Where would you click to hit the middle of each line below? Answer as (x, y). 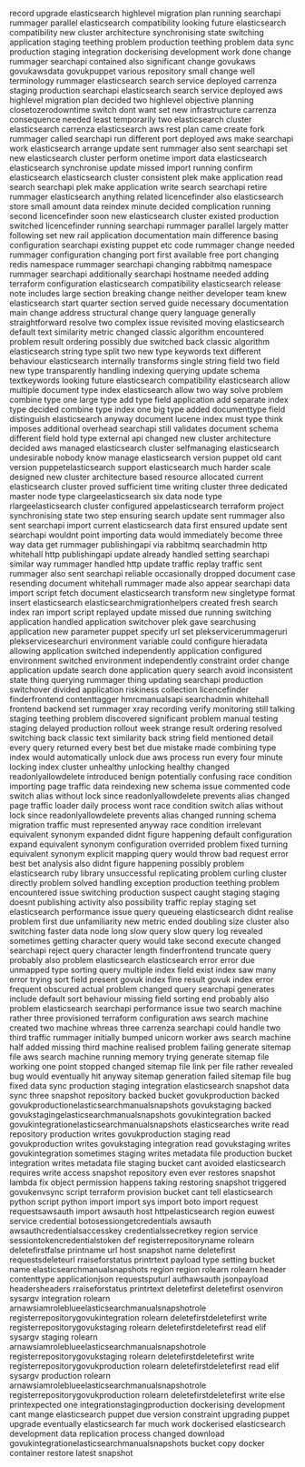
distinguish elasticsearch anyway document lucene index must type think (147, 419)
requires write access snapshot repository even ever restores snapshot (143, 1173)
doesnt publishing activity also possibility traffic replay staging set (133, 902)
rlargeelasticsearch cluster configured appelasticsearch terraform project (147, 506)
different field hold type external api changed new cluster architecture (140, 438)
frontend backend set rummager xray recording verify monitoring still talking (152, 709)
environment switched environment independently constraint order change (150, 660)
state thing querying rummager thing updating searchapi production (137, 680)
